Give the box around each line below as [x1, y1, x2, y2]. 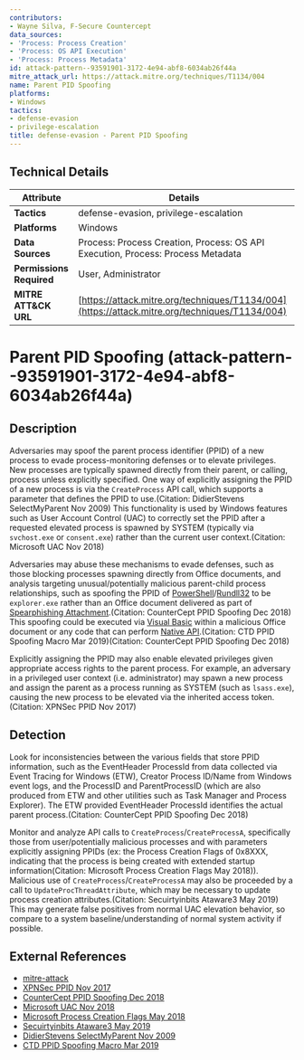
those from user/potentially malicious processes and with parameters [9, 836, 268, 847]
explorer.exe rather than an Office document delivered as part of [9, 597, 252, 608]
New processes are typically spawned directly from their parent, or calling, [9, 464, 288, 475]
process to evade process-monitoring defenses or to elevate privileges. [9, 454, 277, 466]
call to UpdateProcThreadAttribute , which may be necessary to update [9, 884, 271, 895]
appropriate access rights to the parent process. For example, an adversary [9, 662, 291, 674]
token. [251, 691, 275, 702]
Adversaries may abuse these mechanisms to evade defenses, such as [9, 558, 274, 570]
